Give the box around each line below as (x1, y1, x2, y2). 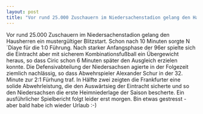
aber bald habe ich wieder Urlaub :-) (6, 101, 97, 109)
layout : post (6, 8, 39, 15)
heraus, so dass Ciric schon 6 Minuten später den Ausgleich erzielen (6, 57, 178, 64)
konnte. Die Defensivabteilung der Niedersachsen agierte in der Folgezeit (6, 63, 189, 70)
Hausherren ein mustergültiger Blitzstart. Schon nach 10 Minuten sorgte (6, 37, 185, 45)
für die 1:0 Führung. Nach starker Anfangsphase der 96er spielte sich (23, 43, 196, 51)
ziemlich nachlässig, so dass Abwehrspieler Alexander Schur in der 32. (6, 69, 183, 77)
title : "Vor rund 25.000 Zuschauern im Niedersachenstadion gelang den (6, 14, 190, 21)
